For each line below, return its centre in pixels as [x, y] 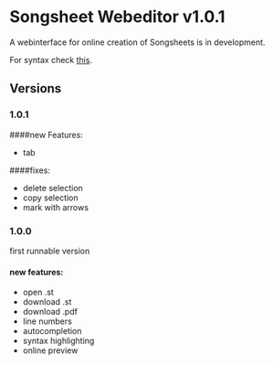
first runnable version [50, 251]
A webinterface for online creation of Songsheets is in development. [137, 42]
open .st [38, 292]
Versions [36, 89]
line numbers [47, 321]
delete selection [53, 188]
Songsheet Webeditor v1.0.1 [117, 17]
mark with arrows [56, 207]
